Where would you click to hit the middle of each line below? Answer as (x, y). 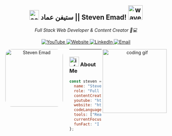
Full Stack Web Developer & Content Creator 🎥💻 (86, 30)
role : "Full (87, 91)
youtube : (83, 100)
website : (83, 105)
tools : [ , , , (117, 115)
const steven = (85, 82)
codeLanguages (89, 110)
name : (80, 86)
